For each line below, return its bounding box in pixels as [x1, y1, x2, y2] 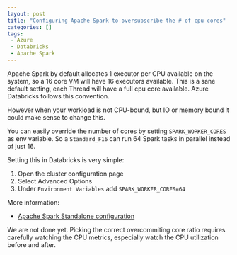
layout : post [7, 10, 46, 18]
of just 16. [7, 142, 36, 150]
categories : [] [7, 23, 52, 30]
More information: [7, 198, 60, 206]
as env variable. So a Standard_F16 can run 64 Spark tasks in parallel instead [7, 134, 231, 142]
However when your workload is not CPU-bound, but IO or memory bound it [7, 106, 229, 114]
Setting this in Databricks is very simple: [7, 155, 125, 164]
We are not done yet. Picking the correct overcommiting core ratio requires [7, 225, 226, 234]
